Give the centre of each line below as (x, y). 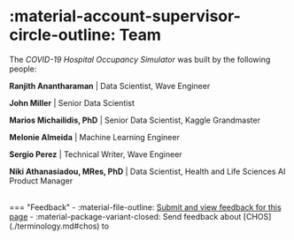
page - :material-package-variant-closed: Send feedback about (125, 216)
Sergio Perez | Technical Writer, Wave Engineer (96, 154)
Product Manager (41, 180)
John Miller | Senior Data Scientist (72, 102)
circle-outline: (63, 35)
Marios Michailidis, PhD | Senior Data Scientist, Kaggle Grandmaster (135, 120)
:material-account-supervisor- (125, 16)
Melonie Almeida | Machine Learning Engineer (94, 137)
